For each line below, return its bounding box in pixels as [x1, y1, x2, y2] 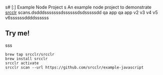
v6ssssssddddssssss [5, 15, 49, 20]
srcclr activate [5, 61, 39, 66]
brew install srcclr [5, 56, 48, 61]
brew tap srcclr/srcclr [5, 52, 55, 57]
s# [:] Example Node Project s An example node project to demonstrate [5, 4, 152, 10]
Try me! [5, 29, 30, 38]
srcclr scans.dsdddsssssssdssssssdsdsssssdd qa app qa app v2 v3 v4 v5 [5, 9, 158, 15]
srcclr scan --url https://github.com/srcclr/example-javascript [5, 65, 144, 70]
